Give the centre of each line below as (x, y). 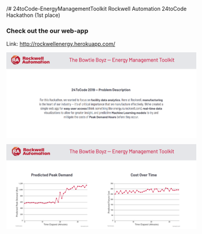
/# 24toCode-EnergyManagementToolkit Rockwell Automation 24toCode (96, 9)
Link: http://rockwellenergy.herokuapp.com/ (61, 44)
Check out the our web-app (47, 31)
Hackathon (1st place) (33, 15)
